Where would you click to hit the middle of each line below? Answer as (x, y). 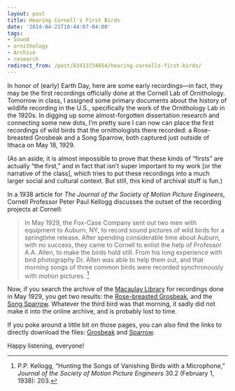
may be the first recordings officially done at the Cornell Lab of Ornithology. (116, 93)
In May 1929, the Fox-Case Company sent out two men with (111, 222)
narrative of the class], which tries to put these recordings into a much (108, 173)
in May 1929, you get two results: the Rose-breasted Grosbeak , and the (110, 297)
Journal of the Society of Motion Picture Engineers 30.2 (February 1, (116, 374)
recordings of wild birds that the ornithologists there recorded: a (100, 130)
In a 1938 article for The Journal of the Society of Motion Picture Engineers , (116, 194)
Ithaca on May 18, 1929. (41, 145)
